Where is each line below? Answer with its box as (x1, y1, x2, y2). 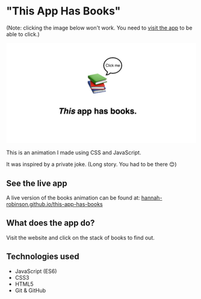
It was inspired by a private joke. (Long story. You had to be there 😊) (6, 161, 177, 168)
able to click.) (6, 30, 40, 37)
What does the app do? (6, 218, 95, 228)
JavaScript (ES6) (14, 267, 57, 275)
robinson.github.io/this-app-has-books (6, 201, 104, 208)
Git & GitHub (14, 286, 46, 294)
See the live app (6, 178, 67, 188)
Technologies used (6, 251, 79, 262)
